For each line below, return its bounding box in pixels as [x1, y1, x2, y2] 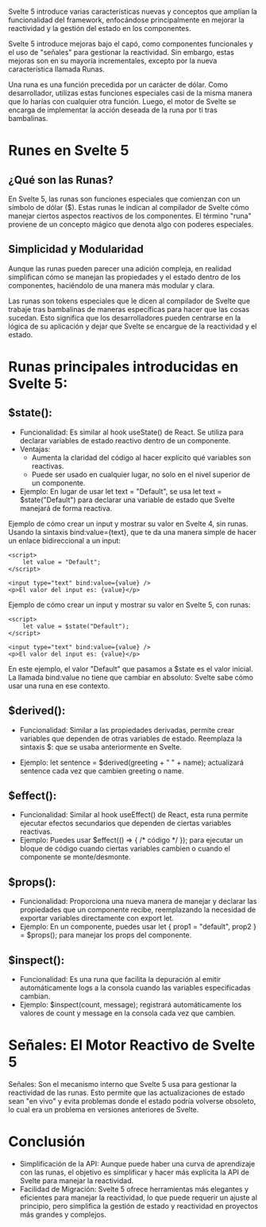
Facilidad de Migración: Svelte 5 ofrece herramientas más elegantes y [19, 1184, 249, 1194]
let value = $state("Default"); [22, 622, 129, 630]
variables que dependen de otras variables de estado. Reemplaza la [19, 734, 242, 743]
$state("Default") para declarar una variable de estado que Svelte [19, 495, 236, 504]
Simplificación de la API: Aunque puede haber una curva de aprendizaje [19, 1159, 256, 1168]
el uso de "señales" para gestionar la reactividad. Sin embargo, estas [8, 48, 234, 56]
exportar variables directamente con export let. [19, 913, 175, 923]
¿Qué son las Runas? [8, 173, 114, 186]
